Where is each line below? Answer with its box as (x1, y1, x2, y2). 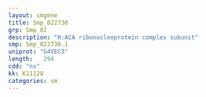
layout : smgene (8, 11, 58, 20)
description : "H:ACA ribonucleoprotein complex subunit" (8, 33, 199, 41)
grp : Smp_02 (8, 26, 47, 34)
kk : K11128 (8, 70, 44, 77)
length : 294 (8, 56, 55, 63)
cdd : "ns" (8, 63, 41, 70)
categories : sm (8, 77, 58, 84)
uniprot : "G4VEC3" (8, 48, 68, 56)
